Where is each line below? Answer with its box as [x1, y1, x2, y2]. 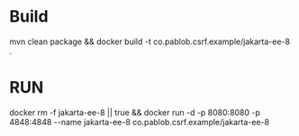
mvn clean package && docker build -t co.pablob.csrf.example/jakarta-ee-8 [9, 36, 291, 47]
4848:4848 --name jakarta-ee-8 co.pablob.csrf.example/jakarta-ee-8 [9, 116, 270, 127]
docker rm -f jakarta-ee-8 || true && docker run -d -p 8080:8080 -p [9, 106, 261, 118]
